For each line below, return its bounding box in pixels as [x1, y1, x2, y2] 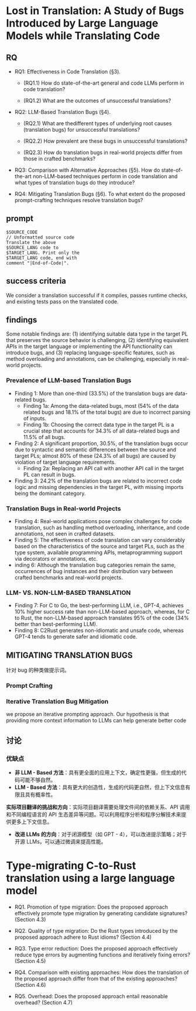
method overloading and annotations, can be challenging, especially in [6, 356, 177, 363]
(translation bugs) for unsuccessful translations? [23, 126, 140, 133]
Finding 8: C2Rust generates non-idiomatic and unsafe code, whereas [14, 627, 184, 634]
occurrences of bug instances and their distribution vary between [14, 568, 173, 575]
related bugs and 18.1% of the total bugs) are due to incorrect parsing [23, 409, 191, 416]
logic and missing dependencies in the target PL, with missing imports [14, 483, 184, 490]
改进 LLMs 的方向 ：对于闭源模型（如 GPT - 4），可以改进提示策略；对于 [14, 831, 187, 838]
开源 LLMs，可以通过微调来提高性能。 [14, 838, 106, 845]
